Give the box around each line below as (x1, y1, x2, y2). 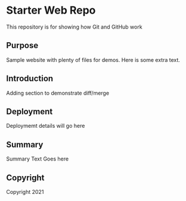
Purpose (6, 40, 39, 51)
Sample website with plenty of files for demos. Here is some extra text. (6, 56, 181, 63)
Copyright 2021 (6, 189, 44, 195)
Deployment (6, 106, 53, 117)
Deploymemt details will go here (6, 123, 85, 130)
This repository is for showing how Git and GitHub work (6, 23, 142, 30)
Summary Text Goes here (6, 155, 69, 162)
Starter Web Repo (6, 4, 96, 17)
